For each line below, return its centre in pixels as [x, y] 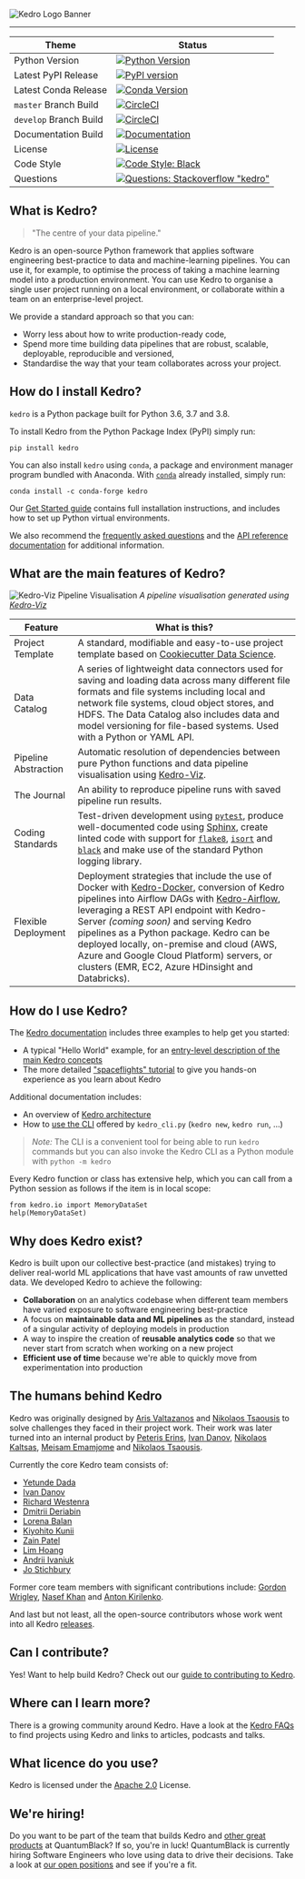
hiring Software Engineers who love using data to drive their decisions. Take [152, 1855]
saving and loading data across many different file [184, 681]
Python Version [47, 61]
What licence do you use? [84, 1763]
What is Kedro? [54, 211]
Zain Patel [41, 1540]
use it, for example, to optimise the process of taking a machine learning [144, 269]
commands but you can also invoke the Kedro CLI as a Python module [162, 1152]
